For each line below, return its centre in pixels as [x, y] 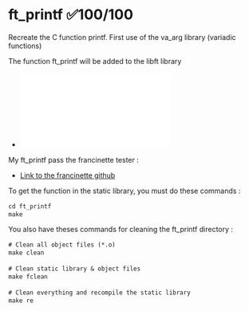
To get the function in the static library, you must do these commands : [125, 191]
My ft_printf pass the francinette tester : [74, 159]
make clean [26, 253]
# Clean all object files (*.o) [62, 245]
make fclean [28, 277]
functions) [25, 45]
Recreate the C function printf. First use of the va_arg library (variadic [123, 37]
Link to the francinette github [67, 175]
